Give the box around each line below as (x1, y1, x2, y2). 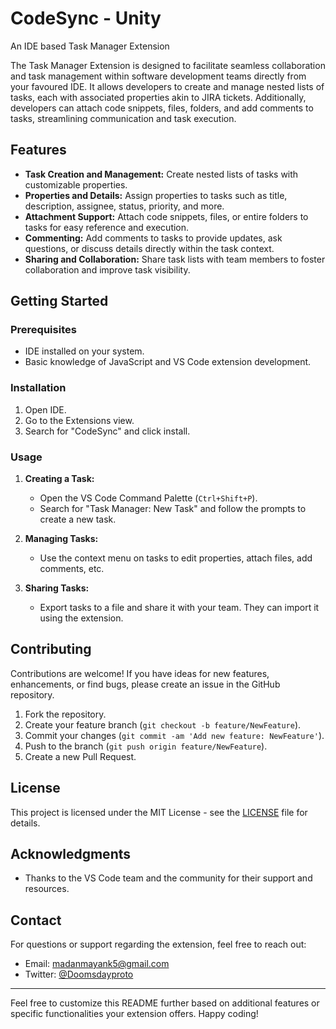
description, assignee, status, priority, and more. (24, 200, 225, 212)
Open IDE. (24, 403, 67, 416)
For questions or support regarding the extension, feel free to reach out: (10, 938, 307, 951)
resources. (24, 883, 70, 895)
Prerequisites (10, 323, 77, 337)
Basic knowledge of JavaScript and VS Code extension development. (24, 356, 312, 368)
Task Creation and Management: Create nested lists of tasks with (24, 168, 299, 180)
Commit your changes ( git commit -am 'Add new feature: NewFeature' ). (24, 729, 325, 741)
